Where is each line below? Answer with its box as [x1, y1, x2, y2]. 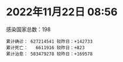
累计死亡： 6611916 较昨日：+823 [6, 44, 85, 50]
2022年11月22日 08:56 [6, 5, 118, 19]
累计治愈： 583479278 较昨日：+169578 [6, 51, 93, 57]
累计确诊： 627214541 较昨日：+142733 [6, 39, 93, 44]
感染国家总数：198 [6, 26, 51, 33]
